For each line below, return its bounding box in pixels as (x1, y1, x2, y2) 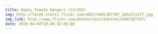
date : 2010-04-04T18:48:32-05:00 (5, 21, 75, 26)
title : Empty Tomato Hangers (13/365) (5, 7, 86, 12)
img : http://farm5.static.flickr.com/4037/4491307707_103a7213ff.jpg (5, 12, 153, 17)
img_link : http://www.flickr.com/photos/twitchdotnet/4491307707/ (5, 16, 146, 21)
